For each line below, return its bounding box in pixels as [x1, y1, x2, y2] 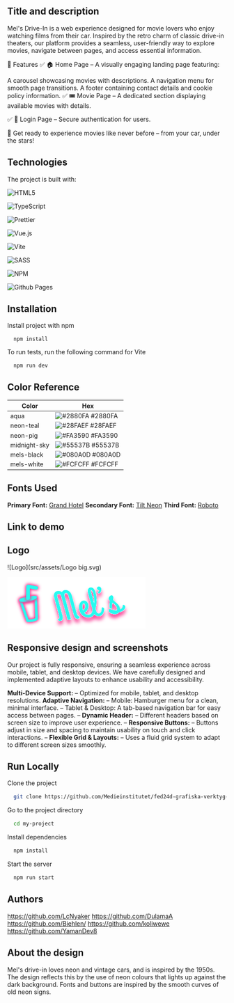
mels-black [10, 450, 44, 459]
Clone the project [7, 779, 57, 787]
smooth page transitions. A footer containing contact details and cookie [7, 84, 212, 92]
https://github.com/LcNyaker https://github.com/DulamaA [7, 912, 173, 920]
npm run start [13, 874, 54, 881]
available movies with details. [7, 101, 92, 110]
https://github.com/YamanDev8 [7, 926, 97, 935]
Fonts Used [7, 482, 58, 494]
